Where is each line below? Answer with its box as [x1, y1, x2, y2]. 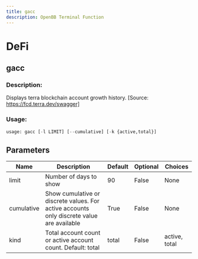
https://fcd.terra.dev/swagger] [6, 101, 80, 108]
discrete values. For [45, 197, 100, 205]
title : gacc [6, 8, 35, 15]
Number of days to [45, 173, 97, 181]
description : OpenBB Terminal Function [6, 14, 104, 20]
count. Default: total [45, 244, 100, 252]
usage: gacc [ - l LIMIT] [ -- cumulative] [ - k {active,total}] [6, 128, 157, 135]
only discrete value [45, 212, 98, 220]
